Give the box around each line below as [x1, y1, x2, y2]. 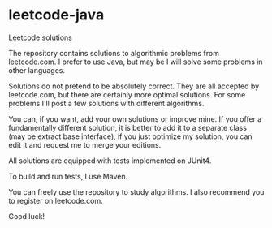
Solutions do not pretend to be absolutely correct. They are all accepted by [8, 81, 260, 91]
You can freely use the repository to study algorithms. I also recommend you [8, 187, 265, 196]
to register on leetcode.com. [8, 196, 103, 205]
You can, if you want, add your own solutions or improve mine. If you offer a [8, 114, 262, 123]
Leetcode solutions [8, 32, 73, 42]
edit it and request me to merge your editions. [8, 140, 162, 149]
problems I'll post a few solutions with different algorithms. [8, 98, 205, 108]
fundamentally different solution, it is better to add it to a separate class [8, 123, 248, 132]
